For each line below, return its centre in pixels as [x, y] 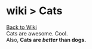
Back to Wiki [22, 27]
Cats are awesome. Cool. [37, 33]
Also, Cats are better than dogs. [46, 40]
